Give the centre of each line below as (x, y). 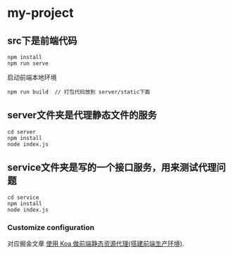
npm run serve (28, 63)
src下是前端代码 (42, 40)
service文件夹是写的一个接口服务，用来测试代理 (112, 168)
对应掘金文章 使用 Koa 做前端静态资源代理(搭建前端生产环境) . (96, 243)
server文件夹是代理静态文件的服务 (82, 115)
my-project (40, 13)
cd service (23, 197)
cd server (22, 132)
